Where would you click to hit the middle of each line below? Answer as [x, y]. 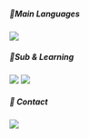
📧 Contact [29, 102]
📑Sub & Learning [42, 56]
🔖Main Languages [44, 14]
